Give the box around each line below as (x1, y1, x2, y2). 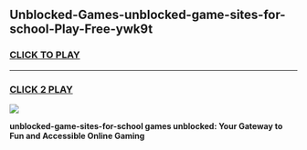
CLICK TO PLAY (9, 49, 80, 62)
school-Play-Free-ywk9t (9, 22, 153, 37)
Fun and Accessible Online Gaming (9, 130, 145, 141)
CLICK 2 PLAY (9, 83, 73, 95)
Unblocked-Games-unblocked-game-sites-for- (9, 7, 286, 23)
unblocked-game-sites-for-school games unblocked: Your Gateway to (9, 120, 283, 131)
